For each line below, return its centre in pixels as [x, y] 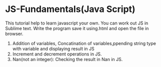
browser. [14, 33]
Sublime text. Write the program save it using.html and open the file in [77, 28]
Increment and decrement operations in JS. [57, 54]
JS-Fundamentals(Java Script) [70, 9]
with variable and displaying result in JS [53, 48]
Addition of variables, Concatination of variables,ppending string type [84, 43]
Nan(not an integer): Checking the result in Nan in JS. [67, 59]
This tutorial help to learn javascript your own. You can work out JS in [77, 23]
